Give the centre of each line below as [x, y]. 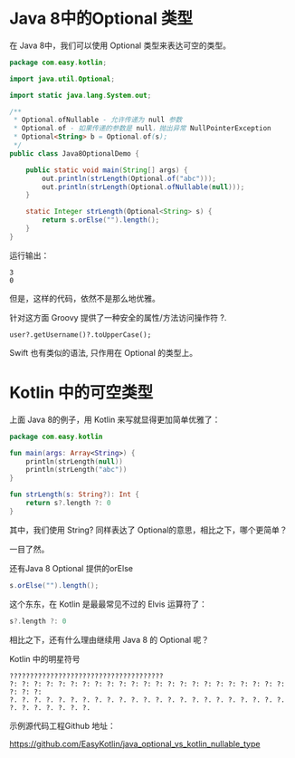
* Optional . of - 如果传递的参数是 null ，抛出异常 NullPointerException [142, 129]
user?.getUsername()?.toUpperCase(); [81, 335]
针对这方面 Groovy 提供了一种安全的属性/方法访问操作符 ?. [118, 317]
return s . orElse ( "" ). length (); [101, 220]
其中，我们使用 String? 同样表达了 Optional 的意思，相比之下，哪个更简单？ [148, 530]
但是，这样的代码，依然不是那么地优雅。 [85, 298]
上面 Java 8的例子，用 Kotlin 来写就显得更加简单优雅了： [115, 419]
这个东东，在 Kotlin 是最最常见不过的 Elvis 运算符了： [109, 604]
